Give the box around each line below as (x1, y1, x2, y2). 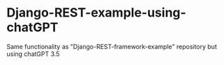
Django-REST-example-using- (6, 5, 186, 21)
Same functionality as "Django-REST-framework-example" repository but (6, 42, 217, 50)
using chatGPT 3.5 (6, 50, 60, 58)
